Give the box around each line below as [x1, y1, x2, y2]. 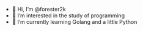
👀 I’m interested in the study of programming [12, 12, 125, 19]
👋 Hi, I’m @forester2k [12, 6, 66, 13]
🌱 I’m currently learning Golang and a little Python [12, 18, 137, 25]
